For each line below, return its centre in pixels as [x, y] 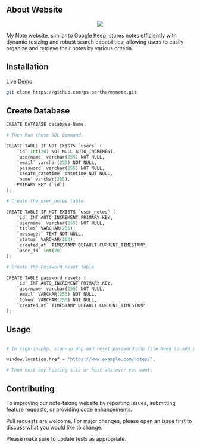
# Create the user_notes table [45, 201]
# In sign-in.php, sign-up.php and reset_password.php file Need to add [98, 348]
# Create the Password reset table [50, 267]
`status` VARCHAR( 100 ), [46, 240]
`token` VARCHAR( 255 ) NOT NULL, [57, 300]
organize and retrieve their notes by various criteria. [70, 48]
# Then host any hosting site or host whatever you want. [79, 370]
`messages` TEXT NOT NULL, [50, 234]
